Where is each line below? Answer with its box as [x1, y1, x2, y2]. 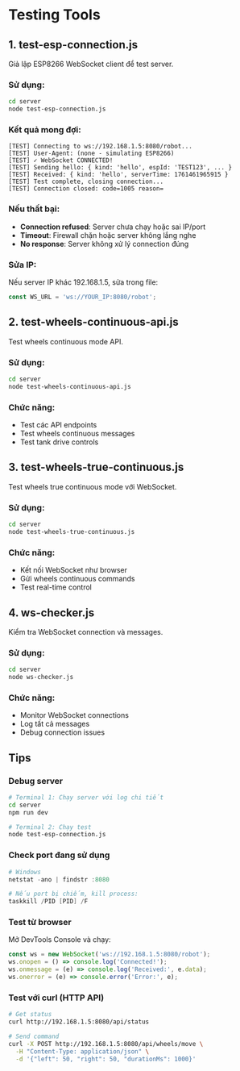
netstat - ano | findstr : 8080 [8, 875, 110, 884]
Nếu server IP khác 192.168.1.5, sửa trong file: [8, 277, 159, 287]
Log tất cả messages [19, 719, 90, 729]
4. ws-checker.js [8, 606, 95, 619]
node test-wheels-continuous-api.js [8, 382, 131, 390]
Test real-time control [19, 582, 93, 592]
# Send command [8, 1032, 60, 1040]
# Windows [8, 868, 42, 876]
